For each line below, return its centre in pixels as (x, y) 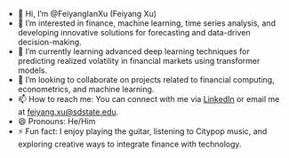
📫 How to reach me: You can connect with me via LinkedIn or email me (149, 99)
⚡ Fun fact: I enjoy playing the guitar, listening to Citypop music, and (142, 131)
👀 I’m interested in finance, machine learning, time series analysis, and (146, 23)
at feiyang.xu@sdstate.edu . (68, 112)
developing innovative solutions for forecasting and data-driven (134, 32)
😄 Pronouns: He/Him (56, 121)
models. (32, 70)
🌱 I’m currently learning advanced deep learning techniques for (134, 51)
